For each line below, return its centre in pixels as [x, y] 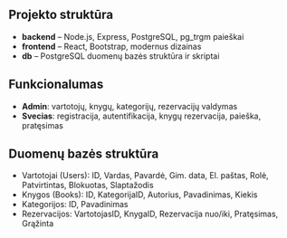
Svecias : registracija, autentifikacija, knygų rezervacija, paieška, [141, 116]
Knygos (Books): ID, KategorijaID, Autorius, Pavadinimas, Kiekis [139, 195]
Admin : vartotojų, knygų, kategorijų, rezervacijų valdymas [129, 106]
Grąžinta [38, 224]
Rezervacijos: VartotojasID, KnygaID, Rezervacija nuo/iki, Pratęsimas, [150, 214]
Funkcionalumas [56, 85]
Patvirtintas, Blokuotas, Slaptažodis [88, 186]
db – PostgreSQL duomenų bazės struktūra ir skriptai [120, 56]
